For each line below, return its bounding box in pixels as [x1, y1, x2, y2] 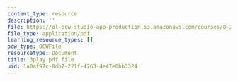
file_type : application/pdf [7, 30, 91, 37]
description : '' [7, 17, 55, 24]
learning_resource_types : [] [7, 37, 93, 44]
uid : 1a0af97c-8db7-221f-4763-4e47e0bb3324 [7, 63, 138, 70]
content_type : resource [7, 10, 78, 18]
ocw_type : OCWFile [7, 43, 62, 50]
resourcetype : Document [7, 50, 78, 57]
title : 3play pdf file [7, 56, 74, 63]
